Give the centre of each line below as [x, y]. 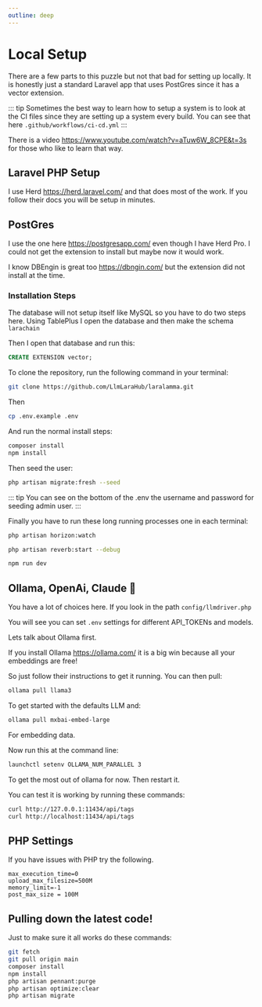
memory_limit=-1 [34, 888]
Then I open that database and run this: [72, 343]
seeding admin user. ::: [45, 505]
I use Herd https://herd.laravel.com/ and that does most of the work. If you [128, 192]
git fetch [24, 952]
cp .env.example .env [43, 417]
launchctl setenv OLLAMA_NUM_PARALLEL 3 [75, 764]
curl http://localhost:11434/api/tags [71, 816]
